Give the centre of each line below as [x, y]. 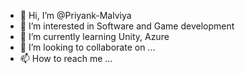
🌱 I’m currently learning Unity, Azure [94, 36]
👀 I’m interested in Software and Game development [127, 26]
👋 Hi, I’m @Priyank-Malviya [75, 15]
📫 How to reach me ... [66, 58]
